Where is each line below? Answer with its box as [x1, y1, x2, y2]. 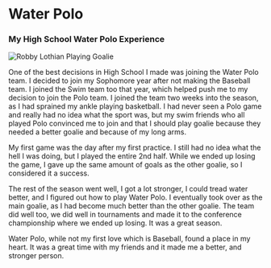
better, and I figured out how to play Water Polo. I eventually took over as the [8, 192, 263, 202]
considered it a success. [8, 168, 90, 178]
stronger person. [8, 251, 65, 261]
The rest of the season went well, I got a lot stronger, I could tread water [8, 184, 248, 194]
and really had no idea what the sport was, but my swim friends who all [8, 110, 245, 120]
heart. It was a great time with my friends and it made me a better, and [8, 242, 242, 252]
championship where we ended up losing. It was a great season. [8, 218, 223, 228]
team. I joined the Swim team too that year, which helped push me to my [8, 85, 248, 94]
